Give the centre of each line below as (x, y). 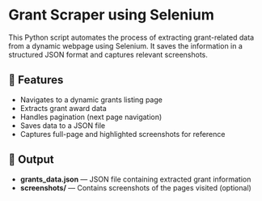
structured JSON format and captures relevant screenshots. (108, 54)
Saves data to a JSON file (63, 125)
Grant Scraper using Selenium (111, 15)
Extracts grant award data (63, 108)
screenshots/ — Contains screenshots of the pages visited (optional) (136, 187)
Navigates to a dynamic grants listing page (91, 100)
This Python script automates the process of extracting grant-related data (131, 37)
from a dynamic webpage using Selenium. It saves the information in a (125, 45)
